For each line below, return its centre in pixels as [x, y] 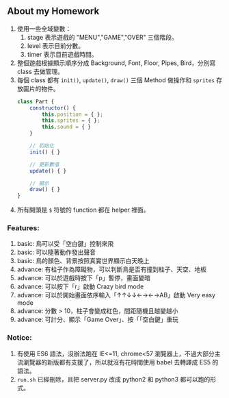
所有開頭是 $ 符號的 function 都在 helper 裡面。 [83, 210]
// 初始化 [42, 146]
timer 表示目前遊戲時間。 [62, 54]
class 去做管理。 [40, 71]
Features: [23, 228]
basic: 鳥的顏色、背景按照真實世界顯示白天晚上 [83, 261]
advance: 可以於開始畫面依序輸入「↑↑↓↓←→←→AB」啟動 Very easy [116, 295]
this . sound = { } [66, 127]
